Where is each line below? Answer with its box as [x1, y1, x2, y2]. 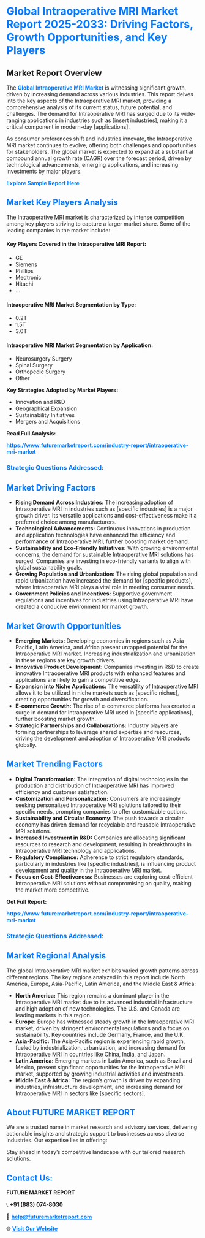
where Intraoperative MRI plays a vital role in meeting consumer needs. [15, 584, 195, 591]
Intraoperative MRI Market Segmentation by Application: [6, 342, 154, 349]
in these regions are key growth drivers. [15, 656, 116, 663]
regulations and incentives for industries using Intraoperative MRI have [15, 597, 194, 604]
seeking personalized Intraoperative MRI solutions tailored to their [15, 801, 182, 809]
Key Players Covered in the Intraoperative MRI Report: [6, 240, 147, 248]
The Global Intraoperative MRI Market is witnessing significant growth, [6, 84, 187, 91]
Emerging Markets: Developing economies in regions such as [15, 636, 172, 644]
